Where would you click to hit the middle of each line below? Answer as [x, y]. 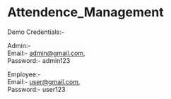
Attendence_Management [85, 12]
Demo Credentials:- [36, 32]
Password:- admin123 [39, 60]
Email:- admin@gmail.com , [46, 53]
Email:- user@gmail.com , [44, 81]
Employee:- [24, 74]
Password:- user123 [36, 89]
